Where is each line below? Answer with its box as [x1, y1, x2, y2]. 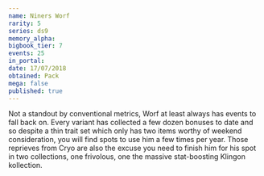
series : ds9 [8, 27, 48, 35]
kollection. [8, 161, 43, 170]
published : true [8, 86, 63, 95]
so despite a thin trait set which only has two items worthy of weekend [8, 126, 242, 136]
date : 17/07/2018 [8, 65, 67, 73]
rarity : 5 [8, 19, 42, 27]
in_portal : [8, 57, 45, 65]
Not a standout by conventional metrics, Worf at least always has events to [8, 109, 257, 119]
